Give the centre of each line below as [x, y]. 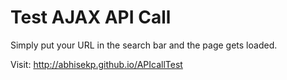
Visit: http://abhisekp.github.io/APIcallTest [96, 64]
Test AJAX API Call [91, 17]
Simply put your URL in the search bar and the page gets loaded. [144, 45]
